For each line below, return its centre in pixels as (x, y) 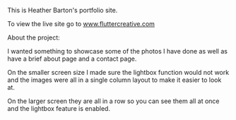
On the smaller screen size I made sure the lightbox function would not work (118, 72)
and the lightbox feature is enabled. (59, 108)
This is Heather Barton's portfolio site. (63, 10)
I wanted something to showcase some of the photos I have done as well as (118, 51)
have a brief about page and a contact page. (72, 59)
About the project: (34, 37)
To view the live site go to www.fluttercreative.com (81, 24)
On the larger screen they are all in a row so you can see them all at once (113, 101)
